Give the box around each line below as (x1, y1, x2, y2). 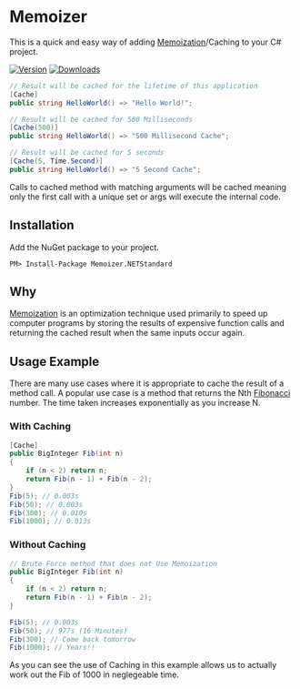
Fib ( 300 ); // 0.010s (9, 508, 88, 518)
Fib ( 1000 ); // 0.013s (9, 517, 92, 526)
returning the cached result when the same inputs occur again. (9, 328, 245, 339)
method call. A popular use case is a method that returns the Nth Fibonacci (9, 388, 291, 399)
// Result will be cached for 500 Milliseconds (9, 115, 194, 124)
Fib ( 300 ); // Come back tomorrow (9, 634, 136, 643)
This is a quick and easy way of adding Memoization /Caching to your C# (9, 36, 282, 47)
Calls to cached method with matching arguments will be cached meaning (9, 181, 287, 192)
